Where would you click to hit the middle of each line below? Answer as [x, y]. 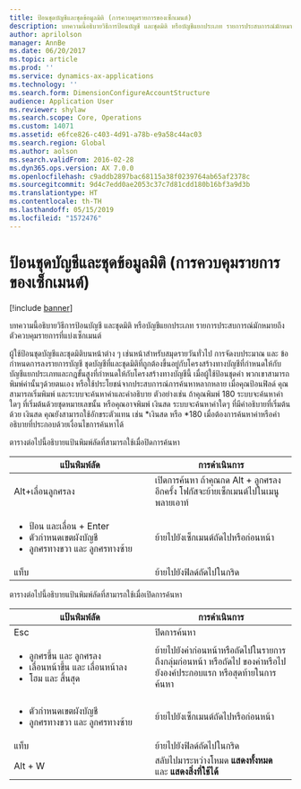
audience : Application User [62, 101]
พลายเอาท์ [172, 502]
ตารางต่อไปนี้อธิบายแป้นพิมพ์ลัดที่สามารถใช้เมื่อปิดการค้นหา [95, 442]
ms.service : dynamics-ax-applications [82, 76]
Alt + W [30, 766]
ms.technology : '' [43, 84]
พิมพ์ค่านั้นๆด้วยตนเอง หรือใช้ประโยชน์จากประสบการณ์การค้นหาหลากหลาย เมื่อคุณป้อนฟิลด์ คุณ [149, 384]
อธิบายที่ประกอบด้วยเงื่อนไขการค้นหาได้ [66, 424]
